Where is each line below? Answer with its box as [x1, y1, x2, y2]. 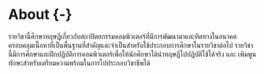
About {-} [8, 6, 73, 24]
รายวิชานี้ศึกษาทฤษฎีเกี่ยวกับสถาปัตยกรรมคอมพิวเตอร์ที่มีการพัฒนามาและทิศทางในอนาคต [8, 31, 237, 41]
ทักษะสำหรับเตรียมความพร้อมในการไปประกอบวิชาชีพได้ [8, 57, 151, 68]
